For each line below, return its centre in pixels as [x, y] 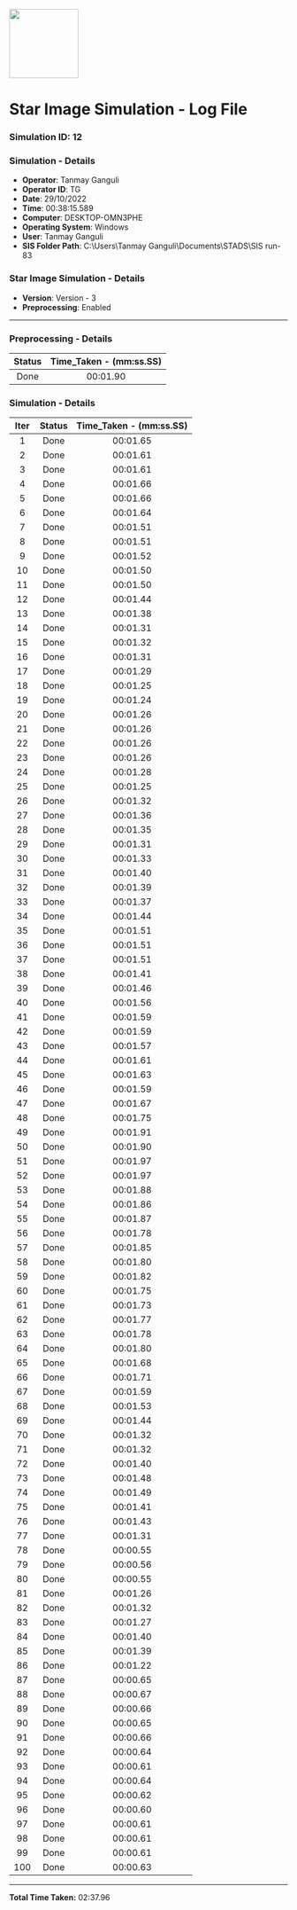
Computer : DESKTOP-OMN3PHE [82, 218]
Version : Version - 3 [59, 298]
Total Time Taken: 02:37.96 [60, 1898]
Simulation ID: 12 [46, 137]
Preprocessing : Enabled [67, 307]
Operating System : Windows [75, 227]
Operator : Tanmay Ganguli [70, 180]
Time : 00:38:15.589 [58, 208]
